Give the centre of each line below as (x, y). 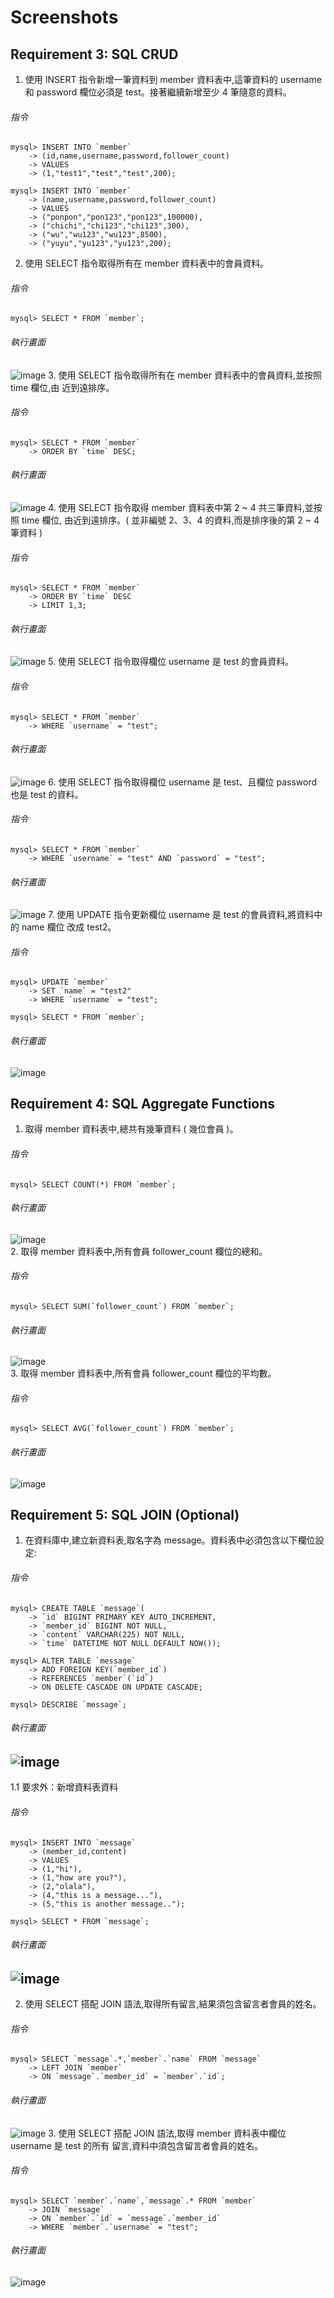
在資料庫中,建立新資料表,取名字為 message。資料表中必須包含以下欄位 (170, 1540)
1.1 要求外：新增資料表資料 (64, 1787)
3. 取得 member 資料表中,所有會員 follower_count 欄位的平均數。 (143, 1373)
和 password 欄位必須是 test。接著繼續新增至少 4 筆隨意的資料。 (158, 92)
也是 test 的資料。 (47, 794)
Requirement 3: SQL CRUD (94, 54)
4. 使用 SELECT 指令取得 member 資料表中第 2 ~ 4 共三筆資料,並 (181, 508)
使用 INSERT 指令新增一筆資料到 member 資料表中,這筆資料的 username (173, 79)
